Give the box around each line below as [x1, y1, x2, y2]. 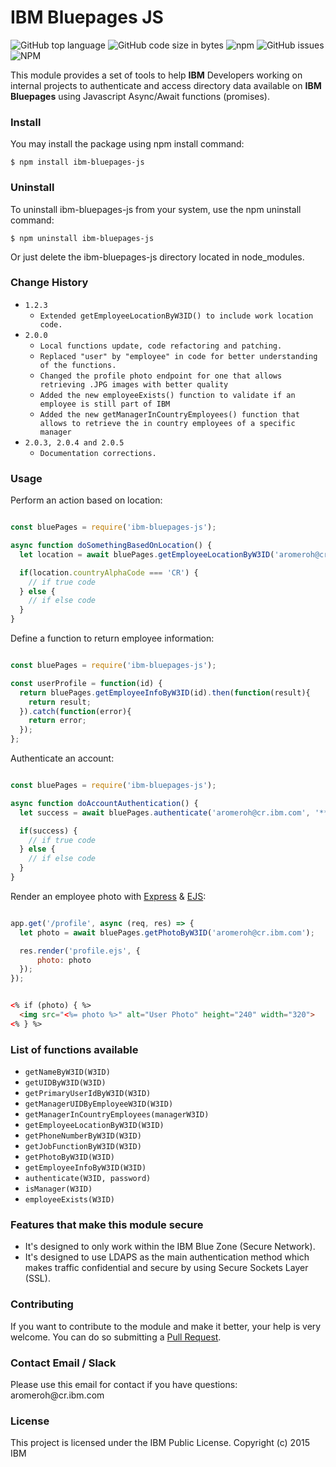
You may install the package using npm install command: [10, 138, 245, 150]
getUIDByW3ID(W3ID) [24, 1078, 107, 1088]
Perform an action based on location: [10, 494, 163, 506]
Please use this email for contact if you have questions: [10, 1378, 238, 1390]
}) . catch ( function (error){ [19, 706, 132, 716]
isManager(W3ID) [24, 1184, 93, 1195]
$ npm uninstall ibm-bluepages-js [10, 233, 155, 243]
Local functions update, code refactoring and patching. [39, 341, 283, 351]
